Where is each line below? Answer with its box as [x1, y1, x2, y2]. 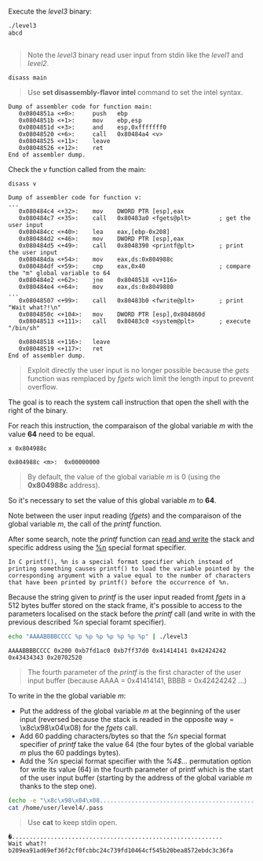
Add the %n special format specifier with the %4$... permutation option [19, 756, 251, 765]
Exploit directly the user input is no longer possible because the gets [27, 365, 250, 375]
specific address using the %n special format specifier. [8, 542, 187, 552]
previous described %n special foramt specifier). [8, 617, 166, 627]
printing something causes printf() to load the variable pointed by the [8, 565, 255, 573]
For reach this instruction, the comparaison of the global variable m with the [8, 420, 254, 430]
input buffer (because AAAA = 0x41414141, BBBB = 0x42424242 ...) [27, 676, 247, 685]
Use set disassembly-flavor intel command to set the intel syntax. [27, 87, 243, 97]
